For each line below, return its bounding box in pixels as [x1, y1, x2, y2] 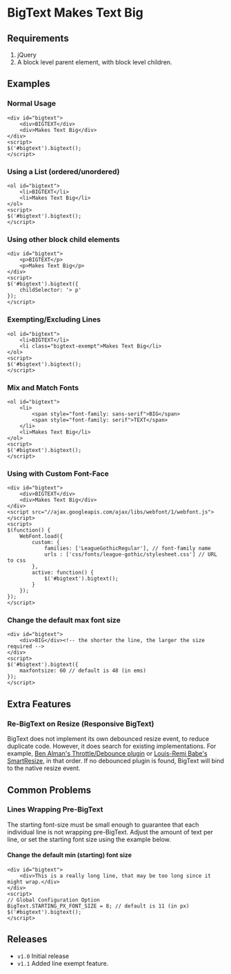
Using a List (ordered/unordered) [7, 167, 120, 176]
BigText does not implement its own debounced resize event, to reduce [7, 735, 210, 743]
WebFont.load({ [19, 533, 63, 540]
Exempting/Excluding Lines [7, 315, 101, 324]
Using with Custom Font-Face [7, 469, 109, 478]
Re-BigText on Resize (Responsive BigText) [7, 719, 154, 729]
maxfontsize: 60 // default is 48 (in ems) [19, 667, 147, 675]
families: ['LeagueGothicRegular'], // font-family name [43, 545, 212, 552]
